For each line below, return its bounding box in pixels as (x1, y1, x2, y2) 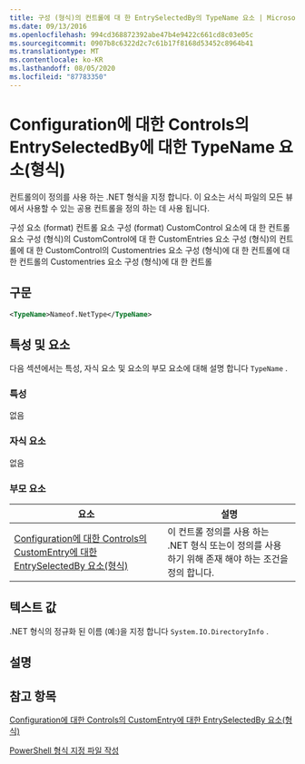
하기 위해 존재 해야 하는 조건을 (167, 553, 289, 565)
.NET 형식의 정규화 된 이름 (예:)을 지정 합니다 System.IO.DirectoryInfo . (9, 625, 270, 636)
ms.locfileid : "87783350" (9, 73, 107, 82)
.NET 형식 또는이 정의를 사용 (167, 539, 282, 552)
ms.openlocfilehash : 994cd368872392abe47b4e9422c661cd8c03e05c (9, 30, 254, 39)
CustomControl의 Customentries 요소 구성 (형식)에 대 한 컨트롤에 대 (44, 244, 290, 255)
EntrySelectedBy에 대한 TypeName (9, 137, 275, 157)
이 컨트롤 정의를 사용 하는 (167, 525, 270, 538)
